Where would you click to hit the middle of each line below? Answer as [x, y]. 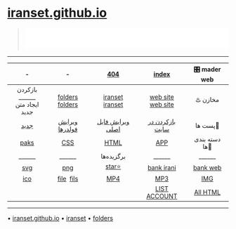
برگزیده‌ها [113, 156]
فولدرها [68, 129]
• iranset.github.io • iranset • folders [60, 218]
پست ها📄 [208, 125]
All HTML [208, 192]
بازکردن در [162, 122]
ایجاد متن [27, 105]
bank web [207, 167]
